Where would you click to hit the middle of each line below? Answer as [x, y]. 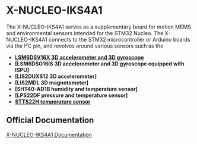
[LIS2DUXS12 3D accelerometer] [55, 76]
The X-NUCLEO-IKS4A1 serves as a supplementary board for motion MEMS [99, 27]
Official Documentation [50, 120]
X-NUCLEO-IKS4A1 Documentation [49, 134]
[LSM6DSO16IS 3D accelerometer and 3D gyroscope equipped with [100, 64]
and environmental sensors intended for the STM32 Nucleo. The [85, 33]
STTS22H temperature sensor [53, 101]
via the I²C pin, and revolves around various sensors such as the [85, 46]
